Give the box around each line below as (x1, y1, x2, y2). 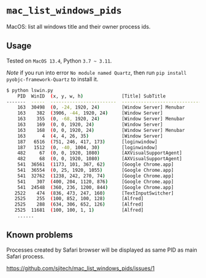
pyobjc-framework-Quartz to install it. (6, 75, 99, 83)
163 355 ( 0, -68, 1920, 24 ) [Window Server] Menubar (17, 116, 185, 122)
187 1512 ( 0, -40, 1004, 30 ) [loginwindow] (17, 144, 158, 150)
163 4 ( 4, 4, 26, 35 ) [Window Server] (17, 133, 164, 139)
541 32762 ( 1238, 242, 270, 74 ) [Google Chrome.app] (17, 172, 174, 179)
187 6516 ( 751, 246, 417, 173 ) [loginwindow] (17, 139, 158, 145)
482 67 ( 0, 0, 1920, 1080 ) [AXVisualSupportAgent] (17, 150, 183, 156)
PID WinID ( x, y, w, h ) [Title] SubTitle (17, 93, 166, 99)
